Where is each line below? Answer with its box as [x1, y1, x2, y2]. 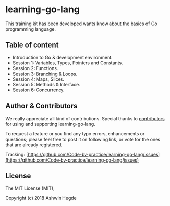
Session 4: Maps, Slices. [12, 76, 65, 82]
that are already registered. [5, 142, 63, 148]
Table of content [5, 41, 59, 50]
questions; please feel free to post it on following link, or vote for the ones [5, 136, 161, 142]
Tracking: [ [5, 151, 28, 157]
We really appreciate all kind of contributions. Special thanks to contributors [5, 115, 165, 121]
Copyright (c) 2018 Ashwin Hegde [5, 195, 77, 201]
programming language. [5, 26, 56, 32]
